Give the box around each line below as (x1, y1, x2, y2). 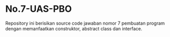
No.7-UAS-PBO (5, 3, 72, 15)
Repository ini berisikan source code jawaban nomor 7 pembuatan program (5, 20, 165, 26)
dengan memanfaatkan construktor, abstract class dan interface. (5, 25, 143, 31)
